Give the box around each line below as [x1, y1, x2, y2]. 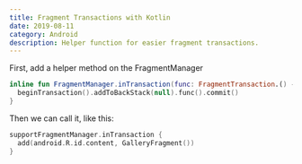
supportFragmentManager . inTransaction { [9, 130, 164, 139]
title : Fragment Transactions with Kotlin [9, 13, 171, 22]
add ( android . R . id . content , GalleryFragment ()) [17, 138, 195, 148]
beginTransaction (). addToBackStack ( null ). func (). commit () [17, 89, 240, 98]
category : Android [9, 30, 78, 39]
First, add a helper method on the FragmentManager [9, 63, 204, 73]
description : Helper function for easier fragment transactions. [9, 38, 259, 47]
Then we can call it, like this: [9, 113, 114, 124]
